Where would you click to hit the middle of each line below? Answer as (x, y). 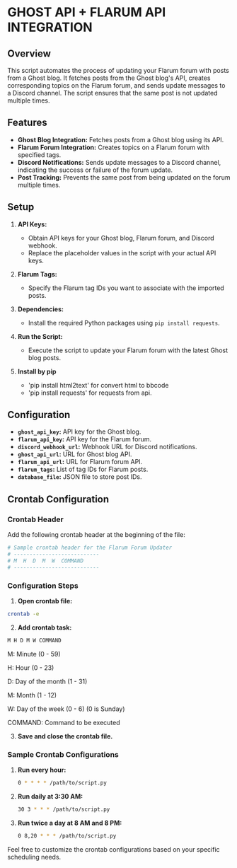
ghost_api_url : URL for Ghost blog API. (75, 454)
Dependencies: (40, 309)
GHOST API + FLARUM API (87, 12)
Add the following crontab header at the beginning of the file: (96, 535)
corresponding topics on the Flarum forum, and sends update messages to (116, 85)
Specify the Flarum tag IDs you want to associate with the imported (126, 288)
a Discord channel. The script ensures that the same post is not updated (112, 93)
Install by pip (37, 371)
